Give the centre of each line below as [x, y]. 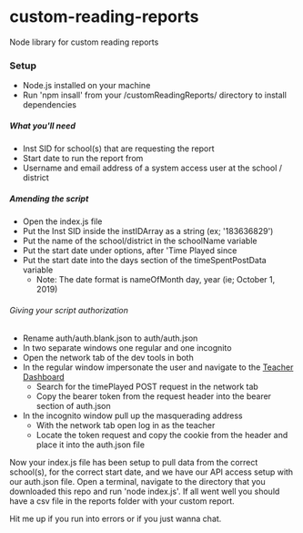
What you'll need [42, 126]
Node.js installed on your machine [86, 86]
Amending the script [49, 199]
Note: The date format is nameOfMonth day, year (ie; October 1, [156, 280]
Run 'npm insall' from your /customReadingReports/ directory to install [154, 95]
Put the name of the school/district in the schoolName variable [140, 241]
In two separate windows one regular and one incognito [127, 348]
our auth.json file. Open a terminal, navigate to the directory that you [137, 482]
